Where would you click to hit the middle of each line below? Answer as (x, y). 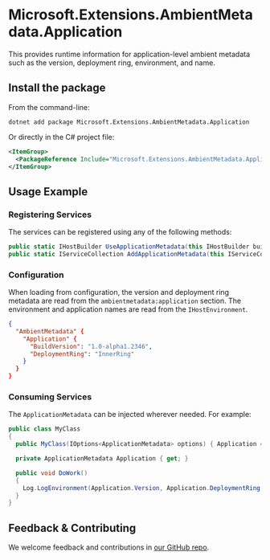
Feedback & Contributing (72, 528)
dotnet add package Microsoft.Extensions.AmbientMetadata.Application (129, 122)
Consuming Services (50, 397)
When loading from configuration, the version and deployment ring (119, 292)
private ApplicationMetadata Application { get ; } (102, 459)
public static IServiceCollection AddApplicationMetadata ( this (117, 254)
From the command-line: (49, 107)
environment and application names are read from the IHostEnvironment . (128, 309)
